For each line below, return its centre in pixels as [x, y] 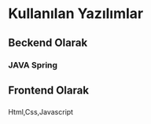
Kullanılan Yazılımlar [76, 14]
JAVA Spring [33, 65]
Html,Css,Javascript [41, 111]
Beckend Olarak [48, 43]
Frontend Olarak [48, 90]
